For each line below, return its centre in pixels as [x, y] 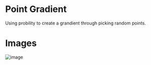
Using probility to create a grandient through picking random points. [75, 23]
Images [21, 43]
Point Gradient [36, 9]
